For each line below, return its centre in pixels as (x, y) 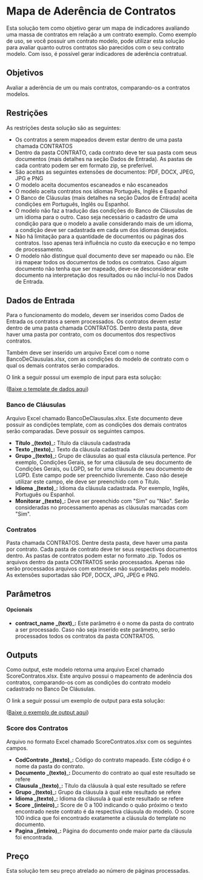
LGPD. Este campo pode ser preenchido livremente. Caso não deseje (101, 475)
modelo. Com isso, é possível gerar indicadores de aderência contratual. (97, 53)
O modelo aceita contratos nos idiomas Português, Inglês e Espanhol (101, 191)
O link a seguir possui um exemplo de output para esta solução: (86, 701)
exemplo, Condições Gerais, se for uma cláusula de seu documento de (103, 462)
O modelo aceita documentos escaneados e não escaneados (92, 185)
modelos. (18, 94)
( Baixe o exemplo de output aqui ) (48, 712)
